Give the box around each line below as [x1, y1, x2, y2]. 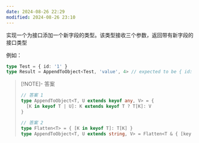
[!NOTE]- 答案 [20, 80, 55, 88]
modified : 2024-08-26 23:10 [6, 14, 76, 20]
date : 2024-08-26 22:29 [6, 8, 65, 15]
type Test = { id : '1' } [6, 63, 68, 69]
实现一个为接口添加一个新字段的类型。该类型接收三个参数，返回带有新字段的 [6, 31, 194, 39]
